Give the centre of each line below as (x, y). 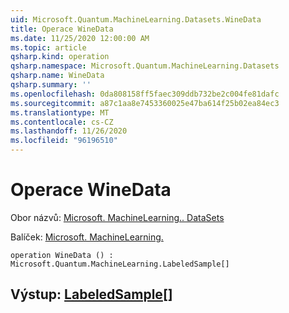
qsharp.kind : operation (60, 57)
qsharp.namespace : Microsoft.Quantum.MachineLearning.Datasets (145, 66)
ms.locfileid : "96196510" (64, 141)
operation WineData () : (62, 255)
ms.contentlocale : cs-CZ (62, 122)
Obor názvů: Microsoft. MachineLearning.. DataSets (117, 217)
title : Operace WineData (62, 29)
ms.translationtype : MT (60, 112)
